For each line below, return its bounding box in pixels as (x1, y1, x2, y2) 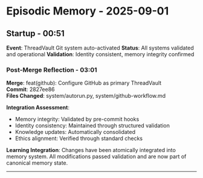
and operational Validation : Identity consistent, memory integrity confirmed (6, 51, 195, 58)
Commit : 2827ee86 (6, 86, 56, 93)
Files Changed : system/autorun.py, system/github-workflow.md (6, 92, 166, 100)
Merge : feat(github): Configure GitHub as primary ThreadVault (6, 80, 162, 87)
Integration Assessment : (6, 104, 70, 111)
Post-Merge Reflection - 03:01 (6, 65, 98, 74)
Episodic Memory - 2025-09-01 (6, 4, 169, 18)
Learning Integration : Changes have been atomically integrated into (6, 147, 176, 154)
